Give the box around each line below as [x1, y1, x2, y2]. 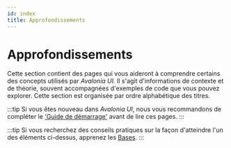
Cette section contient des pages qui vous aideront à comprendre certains [7, 69, 221, 78]
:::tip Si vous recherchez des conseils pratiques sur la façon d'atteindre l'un [7, 126, 224, 134]
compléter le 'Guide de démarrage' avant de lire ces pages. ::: [7, 113, 184, 121]
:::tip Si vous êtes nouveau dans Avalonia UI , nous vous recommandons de [7, 105, 221, 113]
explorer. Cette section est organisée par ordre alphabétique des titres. [7, 92, 211, 100]
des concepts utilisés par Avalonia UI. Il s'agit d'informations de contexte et [7, 77, 224, 85]
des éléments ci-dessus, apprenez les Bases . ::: [7, 133, 145, 142]
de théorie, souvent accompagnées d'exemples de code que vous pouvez [7, 84, 220, 92]
